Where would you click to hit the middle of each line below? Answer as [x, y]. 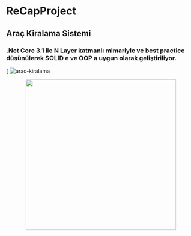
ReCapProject [41, 11]
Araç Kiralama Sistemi [49, 33]
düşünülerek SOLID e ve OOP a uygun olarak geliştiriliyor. [92, 58]
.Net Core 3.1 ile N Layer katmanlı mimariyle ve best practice [95, 51]
